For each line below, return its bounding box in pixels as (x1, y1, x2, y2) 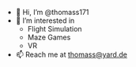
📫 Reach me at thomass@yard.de (15, 50, 128, 59)
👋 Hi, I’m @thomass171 (15, 8, 89, 17)
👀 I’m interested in (15, 16, 75, 25)
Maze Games (27, 32, 71, 42)
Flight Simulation (27, 24, 82, 33)
